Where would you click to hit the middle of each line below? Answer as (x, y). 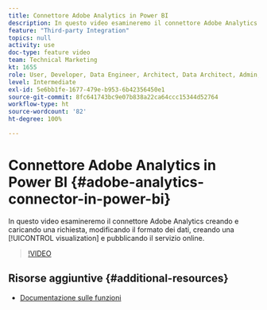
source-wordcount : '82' (48, 112)
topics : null (30, 38)
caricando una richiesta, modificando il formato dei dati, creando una (121, 229)
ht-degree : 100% (35, 119)
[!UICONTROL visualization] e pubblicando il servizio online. (106, 238)
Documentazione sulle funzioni (70, 297)
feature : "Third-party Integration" (69, 30)
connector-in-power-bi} (89, 199)
